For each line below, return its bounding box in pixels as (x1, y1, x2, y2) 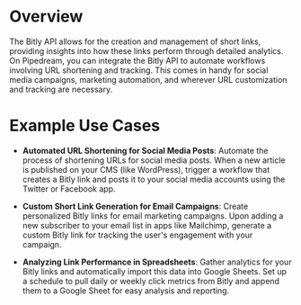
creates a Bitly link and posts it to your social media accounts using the (22, 174, 286, 184)
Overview (9, 6, 84, 27)
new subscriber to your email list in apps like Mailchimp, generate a (22, 220, 272, 230)
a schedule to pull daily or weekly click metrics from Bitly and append (22, 275, 280, 286)
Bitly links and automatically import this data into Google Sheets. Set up (22, 265, 288, 276)
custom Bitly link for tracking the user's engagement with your (22, 229, 253, 240)
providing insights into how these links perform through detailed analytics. (9, 45, 284, 56)
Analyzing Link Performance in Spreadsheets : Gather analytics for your (22, 256, 292, 267)
